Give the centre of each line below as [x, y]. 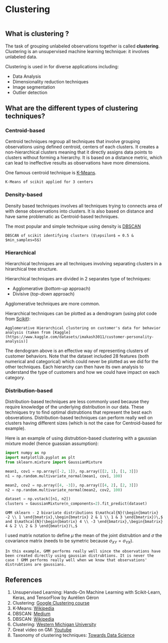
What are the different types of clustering [72, 108]
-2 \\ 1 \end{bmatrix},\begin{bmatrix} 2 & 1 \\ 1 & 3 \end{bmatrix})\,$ [84, 517]
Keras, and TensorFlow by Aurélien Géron [56, 598]
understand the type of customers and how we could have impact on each [82, 372]
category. [15, 378]
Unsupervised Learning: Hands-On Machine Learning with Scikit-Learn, [87, 592]
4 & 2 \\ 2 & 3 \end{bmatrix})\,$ [41, 526]
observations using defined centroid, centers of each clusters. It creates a [82, 147]
